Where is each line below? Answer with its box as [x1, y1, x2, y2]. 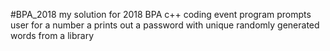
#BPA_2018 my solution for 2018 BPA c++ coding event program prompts [10, 9, 312, 20]
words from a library [10, 30, 94, 41]
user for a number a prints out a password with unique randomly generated [10, 19, 320, 31]
